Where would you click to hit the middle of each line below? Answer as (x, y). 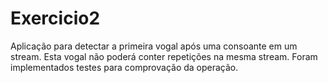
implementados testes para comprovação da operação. (124, 67)
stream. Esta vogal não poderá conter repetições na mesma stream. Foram (164, 56)
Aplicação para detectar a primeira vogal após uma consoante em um (154, 46)
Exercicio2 (55, 18)
